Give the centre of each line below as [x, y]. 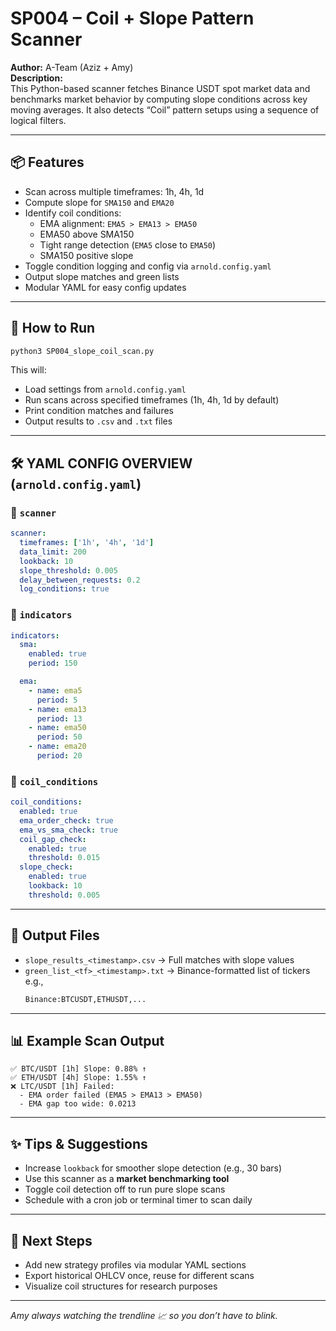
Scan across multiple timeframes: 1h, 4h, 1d [114, 191]
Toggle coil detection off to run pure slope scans [125, 1189]
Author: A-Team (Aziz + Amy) [72, 67]
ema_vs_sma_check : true [68, 830]
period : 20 [59, 756]
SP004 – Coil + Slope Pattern [132, 18]
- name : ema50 [57, 728]
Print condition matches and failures [99, 411]
